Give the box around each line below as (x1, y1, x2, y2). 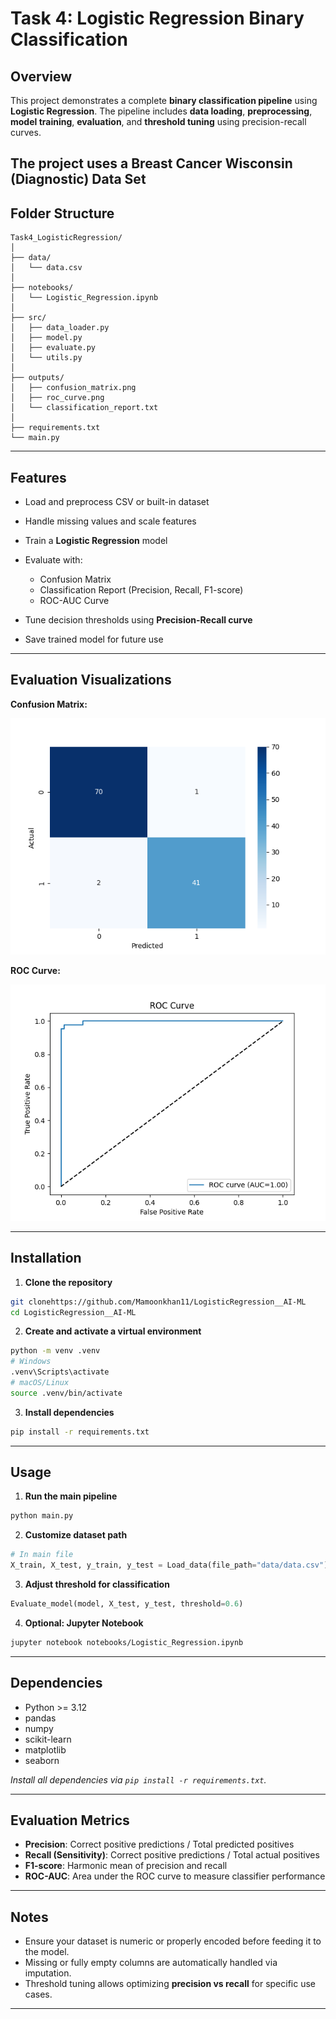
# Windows (10, 1357, 52, 1367)
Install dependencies (24, 1406, 115, 1418)
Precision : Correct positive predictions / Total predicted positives (24, 1838, 295, 1851)
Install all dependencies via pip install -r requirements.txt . (10, 1773, 267, 1786)
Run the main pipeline (24, 1490, 118, 1502)
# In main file (10, 1550, 74, 1560)
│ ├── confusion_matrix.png (10, 383, 137, 393)
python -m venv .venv (10, 1346, 101, 1356)
